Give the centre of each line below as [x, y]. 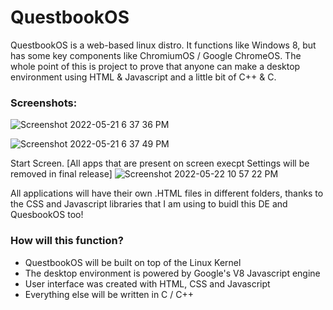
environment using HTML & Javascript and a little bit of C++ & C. [143, 77]
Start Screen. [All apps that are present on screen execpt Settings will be [160, 163]
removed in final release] [61, 174]
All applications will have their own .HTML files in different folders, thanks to [167, 193]
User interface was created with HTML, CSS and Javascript [147, 283]
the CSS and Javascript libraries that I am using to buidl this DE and [149, 204]
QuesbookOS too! [47, 215]
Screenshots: [44, 103]
